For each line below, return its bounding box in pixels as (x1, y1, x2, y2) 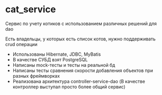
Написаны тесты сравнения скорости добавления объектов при (12, 67, 153, 74)
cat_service (5, 4, 56, 15)
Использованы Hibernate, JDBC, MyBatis (12, 51, 101, 57)
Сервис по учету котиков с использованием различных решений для (5, 20, 157, 27)
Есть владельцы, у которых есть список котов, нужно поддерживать (5, 36, 156, 42)
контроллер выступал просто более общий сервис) (12, 83, 126, 90)
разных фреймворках (12, 73, 60, 79)
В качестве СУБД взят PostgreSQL (12, 56, 88, 62)
